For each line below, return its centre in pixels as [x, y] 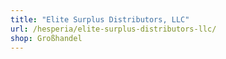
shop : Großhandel [46, 38]
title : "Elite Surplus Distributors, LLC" [100, 19]
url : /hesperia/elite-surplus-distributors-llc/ [113, 29]
